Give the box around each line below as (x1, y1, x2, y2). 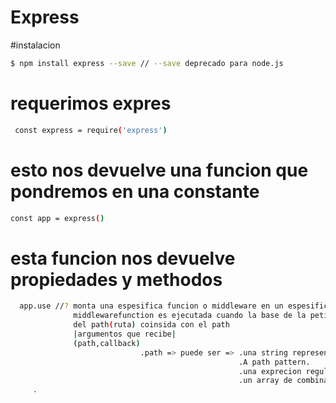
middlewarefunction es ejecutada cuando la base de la (73, 311, 307, 321)
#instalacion (10, 39, 61, 51)
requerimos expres (10, 92, 172, 115)
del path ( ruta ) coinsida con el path (73, 320, 230, 330)
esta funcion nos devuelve (10, 247, 236, 270)
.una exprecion (238, 366, 302, 376)
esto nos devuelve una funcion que (10, 159, 309, 181)
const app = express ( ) (10, 213, 105, 223)
